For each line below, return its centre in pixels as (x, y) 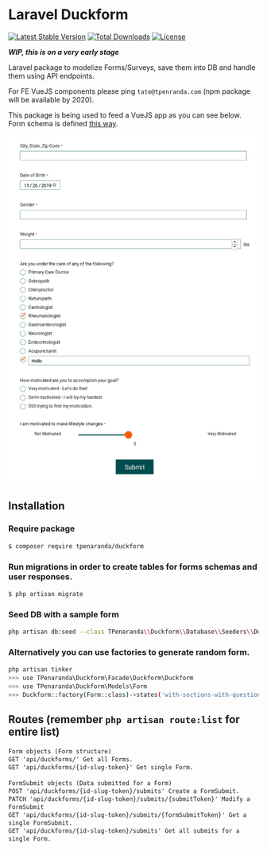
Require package (42, 528)
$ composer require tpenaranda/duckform (76, 546)
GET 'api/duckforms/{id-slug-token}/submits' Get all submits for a (124, 831)
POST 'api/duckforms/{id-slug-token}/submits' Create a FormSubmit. (124, 791)
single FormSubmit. (41, 823)
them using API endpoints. (51, 75)
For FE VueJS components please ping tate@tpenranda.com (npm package (130, 91)
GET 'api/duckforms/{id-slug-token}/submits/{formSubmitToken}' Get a (128, 815)
